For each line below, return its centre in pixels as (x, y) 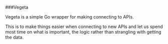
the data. (14, 37)
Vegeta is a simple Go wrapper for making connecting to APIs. (70, 17)
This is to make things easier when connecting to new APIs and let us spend (84, 26)
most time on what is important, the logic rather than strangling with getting (83, 32)
